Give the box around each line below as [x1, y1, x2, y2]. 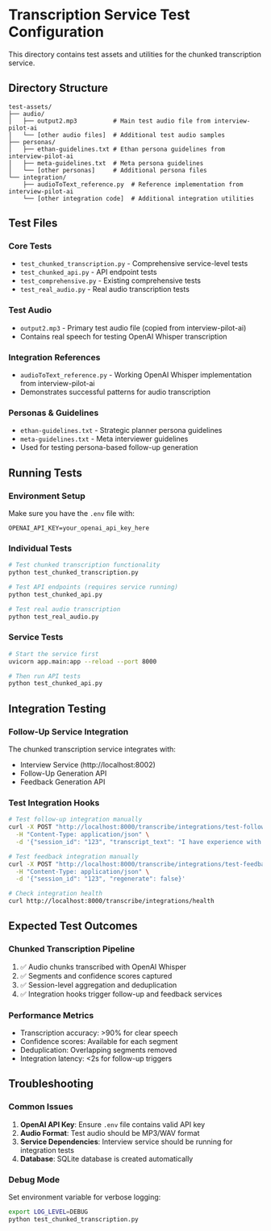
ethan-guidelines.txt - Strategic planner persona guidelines [19, 426, 223, 435]
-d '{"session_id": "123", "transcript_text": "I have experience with [15, 838, 262, 846]
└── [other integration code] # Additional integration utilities [23, 194, 254, 202]
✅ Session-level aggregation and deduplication [19, 979, 177, 989]
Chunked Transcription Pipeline [8, 943, 135, 954]
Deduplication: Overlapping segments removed [19, 1046, 177, 1055]
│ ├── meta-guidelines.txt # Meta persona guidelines [8, 159, 204, 167]
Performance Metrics [8, 1009, 94, 1021]
